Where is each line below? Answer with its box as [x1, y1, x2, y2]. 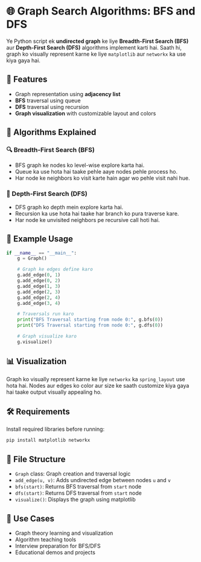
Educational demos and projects [14, 549, 95, 556]
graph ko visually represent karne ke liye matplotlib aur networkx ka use [6, 50, 186, 57]
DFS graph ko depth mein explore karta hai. [14, 203, 124, 211]
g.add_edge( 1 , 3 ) [17, 283, 61, 289]
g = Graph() [17, 255, 47, 261]
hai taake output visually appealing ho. [6, 388, 102, 396]
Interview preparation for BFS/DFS [14, 542, 101, 549]
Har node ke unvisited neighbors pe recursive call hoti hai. [14, 216, 160, 223]
